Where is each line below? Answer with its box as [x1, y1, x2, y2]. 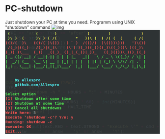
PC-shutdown [5, 3, 63, 14]
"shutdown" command [5, 24, 51, 30]
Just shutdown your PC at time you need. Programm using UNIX [5, 19, 135, 25]
